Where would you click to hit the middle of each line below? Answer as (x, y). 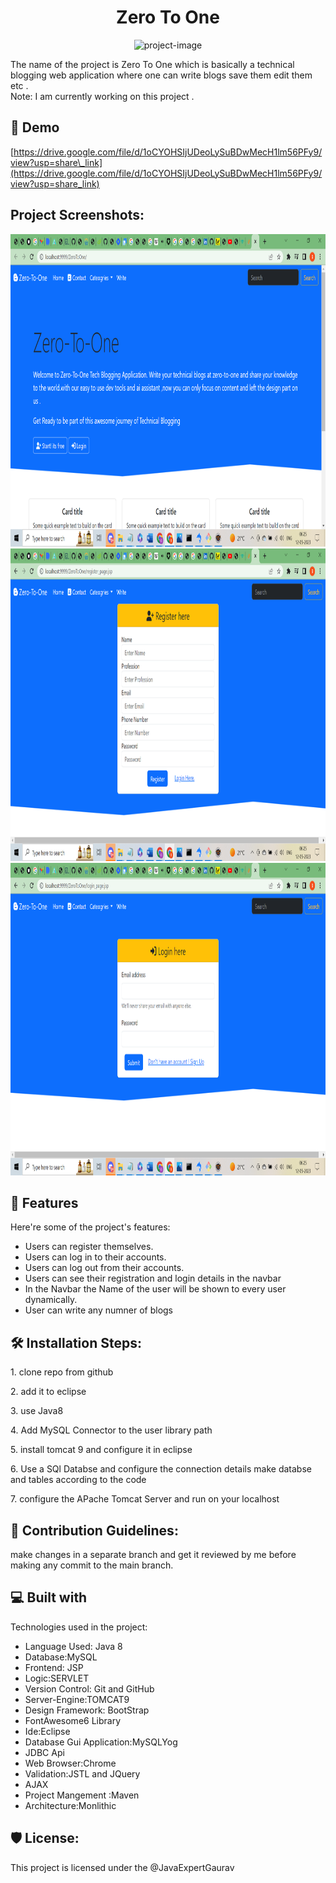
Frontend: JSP (54, 1667)
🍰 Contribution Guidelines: (94, 1530)
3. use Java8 (37, 1411)
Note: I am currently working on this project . (102, 96)
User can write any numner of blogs (99, 1310)
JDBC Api (44, 1752)
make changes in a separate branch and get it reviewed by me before (153, 1554)
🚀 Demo (35, 127)
